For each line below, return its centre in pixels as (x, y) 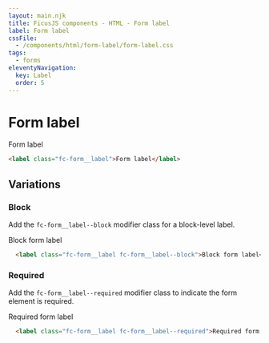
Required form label (41, 317)
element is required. (41, 301)
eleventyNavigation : (43, 68)
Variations (35, 184)
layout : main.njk (37, 16)
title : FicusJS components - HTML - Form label (89, 23)
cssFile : (23, 38)
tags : (17, 53)
